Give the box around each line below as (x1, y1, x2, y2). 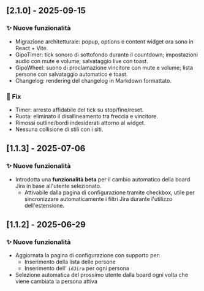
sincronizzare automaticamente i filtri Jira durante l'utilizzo (24, 195, 173, 202)
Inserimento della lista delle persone (24, 258, 116, 266)
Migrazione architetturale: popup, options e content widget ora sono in (15, 37, 194, 45)
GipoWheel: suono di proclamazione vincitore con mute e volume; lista (15, 64, 194, 71)
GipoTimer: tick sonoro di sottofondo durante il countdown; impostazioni (15, 51, 198, 58)
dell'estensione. (24, 202, 65, 209)
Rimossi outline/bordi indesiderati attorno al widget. (15, 119, 146, 126)
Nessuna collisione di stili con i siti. (15, 126, 104, 133)
